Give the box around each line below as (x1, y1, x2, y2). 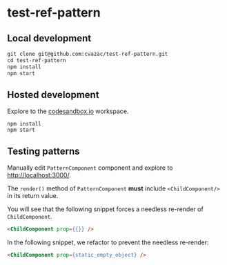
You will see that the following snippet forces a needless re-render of (7, 205, 204, 213)
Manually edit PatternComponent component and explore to (7, 164, 174, 172)
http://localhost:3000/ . (7, 171, 71, 179)
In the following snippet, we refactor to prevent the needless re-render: (7, 238, 209, 246)
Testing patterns (7, 145, 80, 157)
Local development (7, 32, 92, 44)
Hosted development (7, 88, 99, 101)
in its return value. (7, 192, 59, 200)
